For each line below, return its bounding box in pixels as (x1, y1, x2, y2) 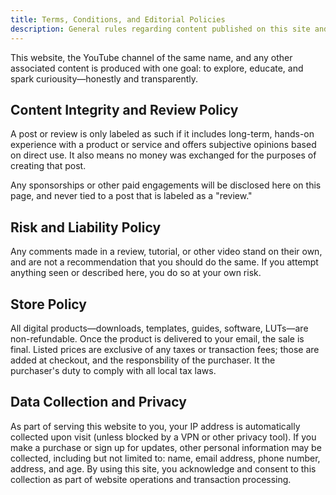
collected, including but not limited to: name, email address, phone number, (10, 452, 321, 464)
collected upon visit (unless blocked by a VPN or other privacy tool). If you (10, 431, 317, 443)
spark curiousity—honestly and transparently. (10, 72, 199, 85)
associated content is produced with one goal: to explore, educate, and (10, 62, 304, 74)
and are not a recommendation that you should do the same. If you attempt (10, 256, 319, 268)
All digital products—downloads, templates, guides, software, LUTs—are (10, 322, 309, 334)
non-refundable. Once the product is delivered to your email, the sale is (10, 332, 305, 345)
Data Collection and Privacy (10, 394, 187, 411)
